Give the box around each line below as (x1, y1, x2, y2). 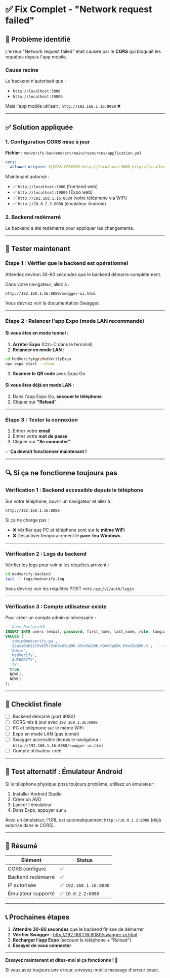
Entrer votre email (12, 428, 51, 434)
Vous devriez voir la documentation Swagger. (5, 300, 100, 306)
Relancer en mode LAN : (12, 347, 65, 353)
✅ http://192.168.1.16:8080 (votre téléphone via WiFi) (12, 195, 127, 201)
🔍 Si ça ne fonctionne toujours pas (5, 469, 117, 477)
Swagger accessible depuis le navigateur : (12, 736, 101, 743)
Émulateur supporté (8, 890, 55, 897)
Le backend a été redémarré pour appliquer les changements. (5, 225, 135, 231)
